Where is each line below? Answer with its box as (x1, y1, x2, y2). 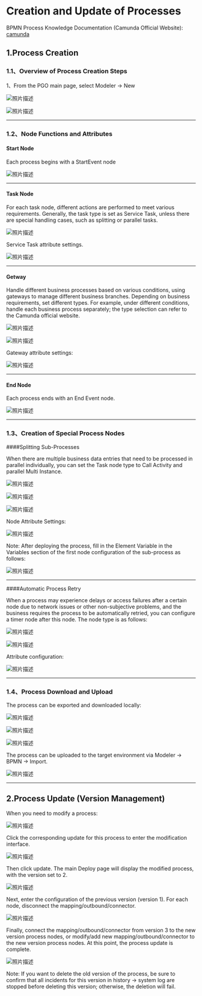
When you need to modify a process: (6, 810, 98, 817)
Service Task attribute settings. (6, 240, 84, 248)
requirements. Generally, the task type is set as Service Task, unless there (6, 210, 190, 217)
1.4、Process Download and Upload (6, 687, 113, 695)
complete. (6, 946, 31, 953)
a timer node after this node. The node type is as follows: (6, 616, 148, 623)
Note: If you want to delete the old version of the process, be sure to (6, 970, 176, 977)
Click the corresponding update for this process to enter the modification (6, 834, 188, 841)
